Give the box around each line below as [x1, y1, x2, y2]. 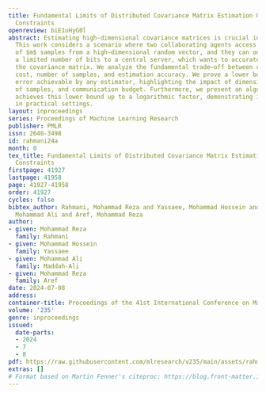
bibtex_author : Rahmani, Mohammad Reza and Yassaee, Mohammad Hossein [8, 203, 246, 211]
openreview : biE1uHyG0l [8, 26, 87, 34]
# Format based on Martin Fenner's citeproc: [8, 372, 161, 380]
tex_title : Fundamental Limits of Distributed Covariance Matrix [8, 151, 228, 159]
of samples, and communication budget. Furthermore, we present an [15, 85, 243, 93]
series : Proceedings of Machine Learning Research [8, 115, 179, 123]
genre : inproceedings [8, 314, 80, 322]
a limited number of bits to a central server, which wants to [15, 56, 228, 64]
